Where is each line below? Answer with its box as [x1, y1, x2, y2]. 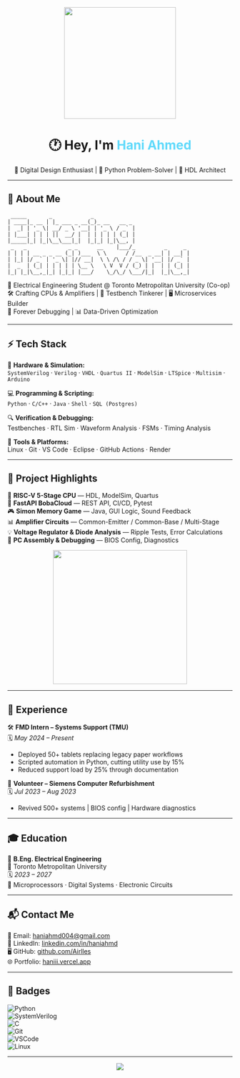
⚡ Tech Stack [7, 338, 67, 350]
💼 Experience [7, 704, 68, 716]
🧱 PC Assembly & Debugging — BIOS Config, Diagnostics [7, 536, 179, 544]
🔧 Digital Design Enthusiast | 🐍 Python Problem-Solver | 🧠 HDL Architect [14, 165, 226, 174]
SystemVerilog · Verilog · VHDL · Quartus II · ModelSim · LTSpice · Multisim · [7, 368, 226, 376]
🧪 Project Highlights [7, 472, 98, 484]
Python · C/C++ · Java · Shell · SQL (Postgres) [7, 399, 138, 407]
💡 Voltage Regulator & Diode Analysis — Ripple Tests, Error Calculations [7, 528, 223, 536]
